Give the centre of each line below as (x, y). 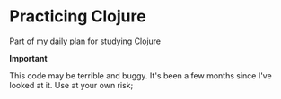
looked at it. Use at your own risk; (71, 85)
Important (28, 58)
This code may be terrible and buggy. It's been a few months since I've (140, 75)
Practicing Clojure (78, 16)
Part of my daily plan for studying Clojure (85, 41)
